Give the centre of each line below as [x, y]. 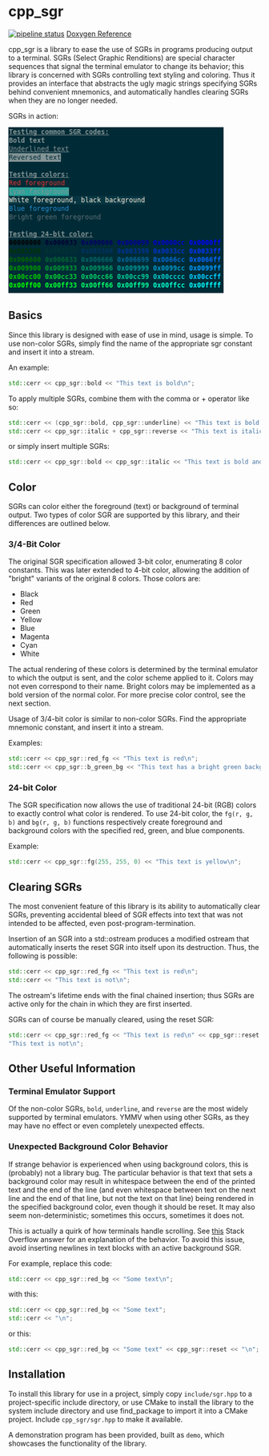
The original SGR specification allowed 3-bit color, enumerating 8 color [125, 562]
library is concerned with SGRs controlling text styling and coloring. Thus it [132, 75]
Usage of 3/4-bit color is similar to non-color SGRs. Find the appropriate [127, 719]
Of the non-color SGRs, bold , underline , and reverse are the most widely [128, 1109]
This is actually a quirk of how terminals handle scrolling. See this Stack [126, 1231]
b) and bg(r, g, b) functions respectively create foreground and [115, 822]
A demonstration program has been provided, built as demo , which [116, 1434]
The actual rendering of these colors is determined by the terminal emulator [133, 669]
